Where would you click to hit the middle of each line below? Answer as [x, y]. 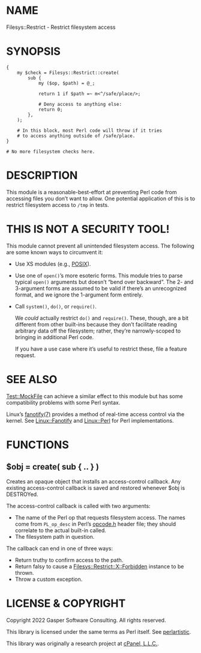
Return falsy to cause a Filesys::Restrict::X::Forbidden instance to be [99, 566]
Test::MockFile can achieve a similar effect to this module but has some [94, 396]
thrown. [24, 572]
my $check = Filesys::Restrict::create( [68, 73]
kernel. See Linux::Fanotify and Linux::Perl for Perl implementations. [90, 420]
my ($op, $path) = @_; [67, 83]
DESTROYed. [22, 494]
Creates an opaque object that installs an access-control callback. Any [94, 481]
